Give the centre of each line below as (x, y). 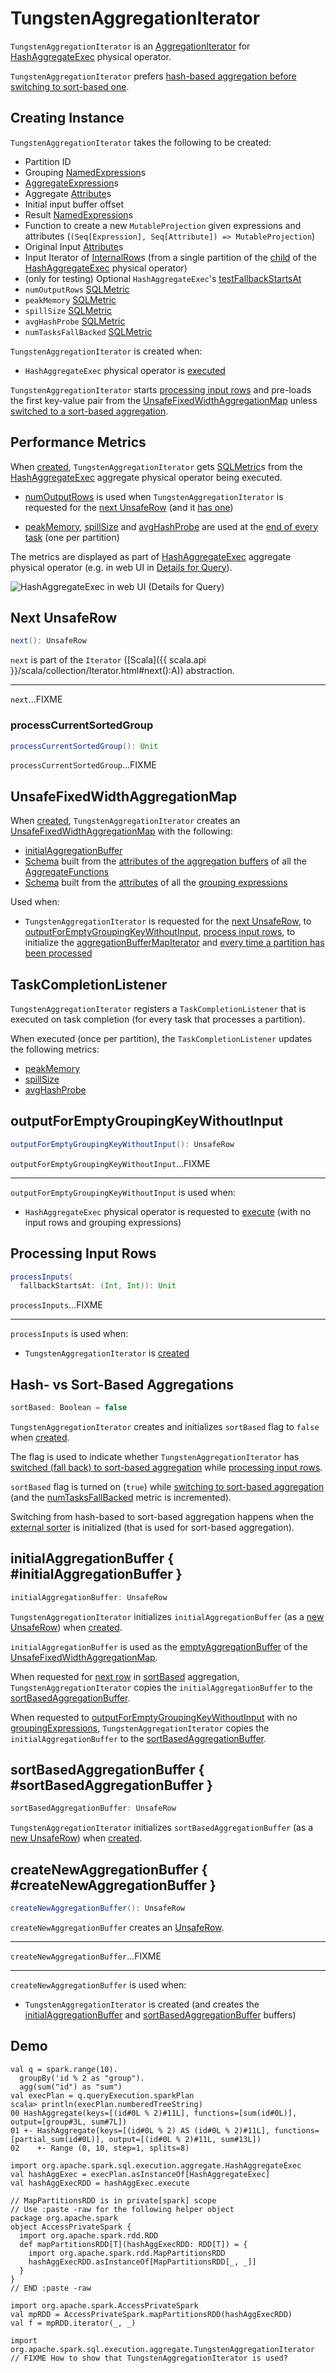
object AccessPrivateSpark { (71, 2227)
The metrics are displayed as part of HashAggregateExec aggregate (151, 556)
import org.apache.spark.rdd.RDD (89, 2235)
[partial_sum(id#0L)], (57, 2139)
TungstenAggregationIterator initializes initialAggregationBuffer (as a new (167, 1616)
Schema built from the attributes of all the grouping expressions (156, 883)
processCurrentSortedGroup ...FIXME (83, 765)
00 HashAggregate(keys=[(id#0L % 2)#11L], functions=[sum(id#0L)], (154, 2113)
